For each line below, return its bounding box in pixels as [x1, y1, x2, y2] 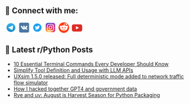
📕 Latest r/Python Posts [5, 45, 94, 55]
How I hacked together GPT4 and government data [13, 85, 137, 92]
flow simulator [13, 79, 48, 86]
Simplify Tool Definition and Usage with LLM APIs [13, 67, 134, 74]
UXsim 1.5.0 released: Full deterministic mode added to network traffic [13, 72, 184, 79]
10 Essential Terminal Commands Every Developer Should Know [13, 60, 169, 67]
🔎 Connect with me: [5, 6, 78, 16]
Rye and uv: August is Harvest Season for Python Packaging [13, 91, 161, 98]
